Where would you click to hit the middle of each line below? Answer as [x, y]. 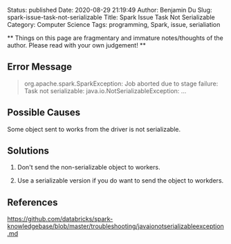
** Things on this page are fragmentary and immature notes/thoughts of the [115, 38]
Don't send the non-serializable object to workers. [89, 167]
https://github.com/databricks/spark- [60, 219]
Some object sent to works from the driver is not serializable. [94, 129]
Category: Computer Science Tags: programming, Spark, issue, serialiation [114, 24]
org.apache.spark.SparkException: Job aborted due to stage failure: [121, 83]
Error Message [40, 67]
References [33, 202]
